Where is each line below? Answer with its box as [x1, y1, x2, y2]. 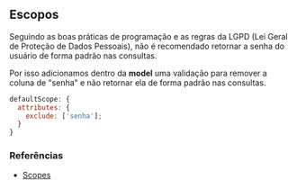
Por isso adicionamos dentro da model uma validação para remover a [9, 67, 267, 78]
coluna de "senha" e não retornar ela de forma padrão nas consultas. [9, 76, 266, 88]
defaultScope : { [9, 94, 70, 103]
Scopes [22, 170, 51, 181]
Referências [9, 149, 64, 162]
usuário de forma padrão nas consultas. [9, 49, 157, 61]
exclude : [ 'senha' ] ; [25, 112, 103, 121]
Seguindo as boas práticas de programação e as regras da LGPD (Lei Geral [9, 31, 288, 41]
